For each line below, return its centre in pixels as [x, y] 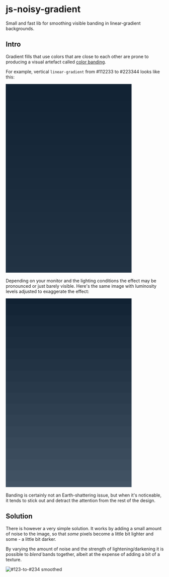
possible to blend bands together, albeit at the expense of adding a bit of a [83, 554]
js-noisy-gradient [43, 9]
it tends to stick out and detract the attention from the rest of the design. [80, 500]
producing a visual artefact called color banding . [56, 62]
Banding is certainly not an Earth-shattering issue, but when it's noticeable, [83, 495]
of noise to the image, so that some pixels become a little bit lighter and [80, 534]
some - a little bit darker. [31, 539]
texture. [14, 559]
